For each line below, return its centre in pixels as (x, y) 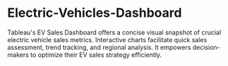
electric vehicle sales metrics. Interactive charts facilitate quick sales (107, 39)
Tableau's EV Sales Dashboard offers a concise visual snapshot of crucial (114, 32)
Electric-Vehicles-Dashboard (95, 13)
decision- (206, 47)
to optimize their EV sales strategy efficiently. (96, 55)
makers (18, 55)
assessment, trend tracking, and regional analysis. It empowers (99, 47)
